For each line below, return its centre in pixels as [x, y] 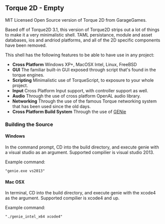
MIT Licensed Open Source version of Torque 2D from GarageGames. [76, 20]
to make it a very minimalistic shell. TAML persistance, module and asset [79, 35]
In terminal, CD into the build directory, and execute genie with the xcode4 [81, 193]
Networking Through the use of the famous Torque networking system [84, 101]
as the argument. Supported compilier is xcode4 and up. [62, 198]
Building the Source [29, 124]
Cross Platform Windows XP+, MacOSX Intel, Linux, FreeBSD [74, 64]
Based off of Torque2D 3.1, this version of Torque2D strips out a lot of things [82, 30]
